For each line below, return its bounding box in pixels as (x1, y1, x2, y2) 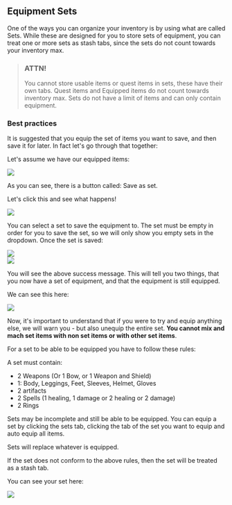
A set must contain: (7, 359, 62, 367)
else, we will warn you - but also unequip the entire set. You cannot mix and (7, 324, 225, 332)
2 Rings (17, 402, 39, 410)
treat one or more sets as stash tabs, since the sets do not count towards (7, 38, 216, 47)
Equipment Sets (7, 6, 78, 17)
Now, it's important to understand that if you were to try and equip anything (7, 317, 222, 325)
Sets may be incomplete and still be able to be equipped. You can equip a (7, 415, 217, 423)
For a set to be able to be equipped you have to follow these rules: (7, 345, 196, 353)
